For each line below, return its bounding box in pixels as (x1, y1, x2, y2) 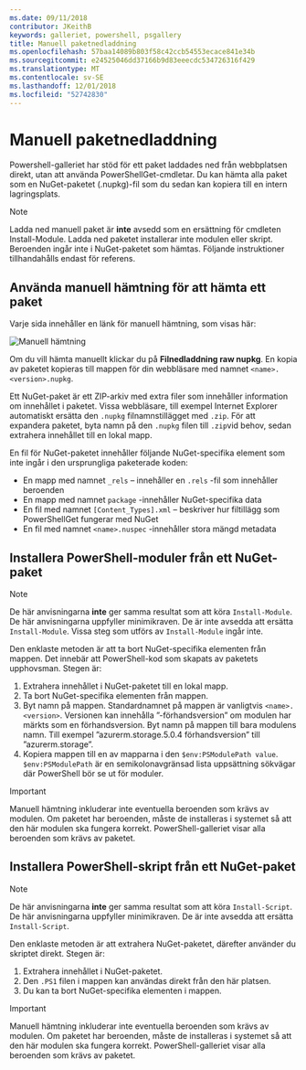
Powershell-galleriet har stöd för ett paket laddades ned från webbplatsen (9, 159, 288, 170)
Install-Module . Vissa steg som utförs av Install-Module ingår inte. (9, 626, 263, 637)
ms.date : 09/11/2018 (9, 13, 89, 23)
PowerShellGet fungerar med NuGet (22, 514, 159, 525)
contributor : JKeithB (9, 22, 92, 31)
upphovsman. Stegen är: (9, 663, 102, 674)
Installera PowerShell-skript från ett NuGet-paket (9, 859, 296, 874)
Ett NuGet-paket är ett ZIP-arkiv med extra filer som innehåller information (9, 391, 289, 402)
